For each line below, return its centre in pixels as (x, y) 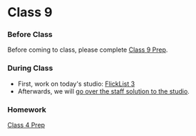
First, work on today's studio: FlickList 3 (76, 84)
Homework (27, 109)
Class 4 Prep (26, 125)
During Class (30, 68)
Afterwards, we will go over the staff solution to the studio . (104, 91)
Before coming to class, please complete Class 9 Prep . (88, 50)
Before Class (30, 35)
